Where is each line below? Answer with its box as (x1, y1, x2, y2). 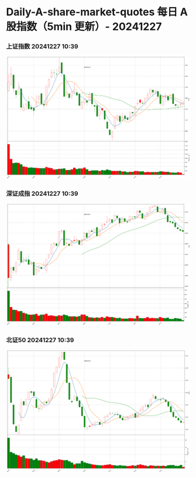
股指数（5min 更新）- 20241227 (6, 20, 162, 33)
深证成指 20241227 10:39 (6, 189, 78, 197)
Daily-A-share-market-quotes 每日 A (6, 5, 188, 19)
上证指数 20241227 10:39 (6, 42, 78, 50)
